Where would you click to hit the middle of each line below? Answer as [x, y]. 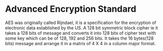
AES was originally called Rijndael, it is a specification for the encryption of [81, 23]
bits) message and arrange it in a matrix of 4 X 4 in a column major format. [81, 43]
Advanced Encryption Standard [71, 9]
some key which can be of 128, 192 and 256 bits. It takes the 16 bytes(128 [79, 38]
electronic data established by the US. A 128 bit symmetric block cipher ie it [81, 27]
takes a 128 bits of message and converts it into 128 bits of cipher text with [81, 33]
